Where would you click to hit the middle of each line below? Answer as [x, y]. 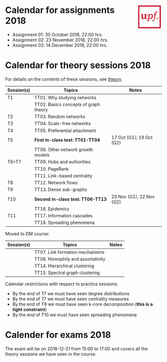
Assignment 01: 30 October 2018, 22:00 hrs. [58, 34]
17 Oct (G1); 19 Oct [132, 137]
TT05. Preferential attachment [65, 130]
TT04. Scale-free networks [63, 124]
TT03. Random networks [60, 117]
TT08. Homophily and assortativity [70, 259]
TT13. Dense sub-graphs [61, 189]
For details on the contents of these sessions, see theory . [64, 79]
